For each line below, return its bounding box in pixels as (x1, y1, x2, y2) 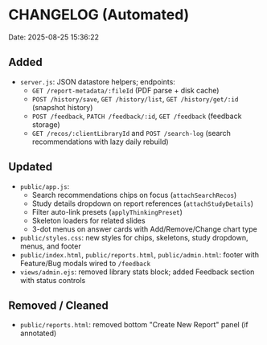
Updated (8, 160, 53, 174)
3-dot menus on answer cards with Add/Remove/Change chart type (31, 224, 257, 234)
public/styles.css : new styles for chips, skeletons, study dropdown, (19, 232, 249, 242)
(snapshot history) (31, 102, 93, 112)
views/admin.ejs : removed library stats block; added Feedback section (19, 267, 255, 277)
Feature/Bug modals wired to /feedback (19, 258, 151, 268)
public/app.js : (19, 181, 70, 191)
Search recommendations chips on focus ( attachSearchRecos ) (31, 190, 237, 199)
